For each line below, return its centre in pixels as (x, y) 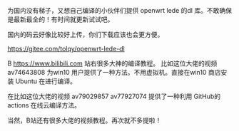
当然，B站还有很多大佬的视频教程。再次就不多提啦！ (85, 120)
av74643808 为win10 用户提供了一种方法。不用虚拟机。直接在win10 (107, 72)
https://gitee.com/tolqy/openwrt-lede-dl (66, 49)
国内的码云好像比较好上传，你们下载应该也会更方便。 (86, 35)
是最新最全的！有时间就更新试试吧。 (61, 19)
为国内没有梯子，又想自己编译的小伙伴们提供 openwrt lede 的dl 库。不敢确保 (119, 10)
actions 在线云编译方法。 (44, 105)
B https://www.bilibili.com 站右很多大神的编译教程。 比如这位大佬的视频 (112, 63)
